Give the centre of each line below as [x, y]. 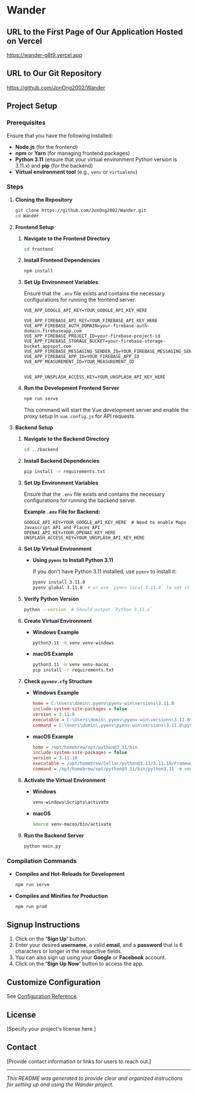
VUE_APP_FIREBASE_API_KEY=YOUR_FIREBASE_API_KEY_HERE [91, 321]
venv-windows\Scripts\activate [70, 802]
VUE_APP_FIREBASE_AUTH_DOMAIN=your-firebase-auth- [87, 326]
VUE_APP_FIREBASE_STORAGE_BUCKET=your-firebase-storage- [95, 341]
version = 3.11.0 [53, 714]
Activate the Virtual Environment [65, 780]
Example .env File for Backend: [62, 512]
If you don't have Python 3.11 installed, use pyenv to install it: [105, 571]
